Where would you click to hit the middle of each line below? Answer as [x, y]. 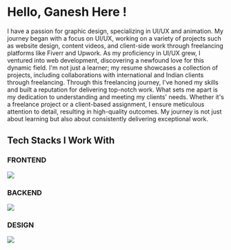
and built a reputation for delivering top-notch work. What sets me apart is [113, 90]
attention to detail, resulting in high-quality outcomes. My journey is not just [114, 112]
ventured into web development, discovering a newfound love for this [106, 60]
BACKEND [25, 192]
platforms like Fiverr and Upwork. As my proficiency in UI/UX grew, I [104, 53]
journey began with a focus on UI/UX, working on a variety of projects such [114, 38]
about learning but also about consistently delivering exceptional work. [108, 118]
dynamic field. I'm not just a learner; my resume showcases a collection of [113, 67]
